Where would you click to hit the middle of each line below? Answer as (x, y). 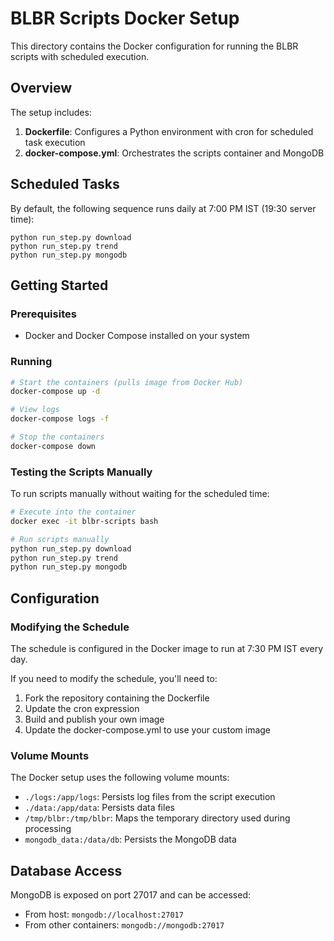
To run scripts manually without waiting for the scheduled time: (140, 494)
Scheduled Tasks (65, 184)
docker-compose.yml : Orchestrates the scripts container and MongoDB (174, 153)
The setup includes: (51, 112)
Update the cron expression (82, 709)
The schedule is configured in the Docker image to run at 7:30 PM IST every (167, 649)
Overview (41, 88)
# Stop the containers (57, 437)
